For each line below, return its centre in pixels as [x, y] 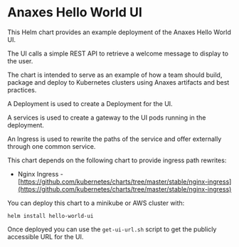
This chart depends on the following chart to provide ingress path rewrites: [117, 160]
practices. [22, 90]
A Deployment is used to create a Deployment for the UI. [90, 103]
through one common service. [52, 146]
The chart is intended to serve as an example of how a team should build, [115, 75]
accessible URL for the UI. [46, 236]
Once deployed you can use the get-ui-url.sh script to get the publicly [112, 229]
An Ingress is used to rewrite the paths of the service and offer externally [115, 139]
